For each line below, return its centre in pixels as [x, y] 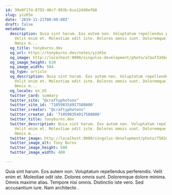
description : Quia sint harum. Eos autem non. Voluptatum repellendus [87, 34]
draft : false [19, 24]
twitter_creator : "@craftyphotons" [48, 110]
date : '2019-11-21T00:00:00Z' [38, 19]
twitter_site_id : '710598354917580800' [52, 105]
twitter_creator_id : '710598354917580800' [56, 115]
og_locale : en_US [28, 91]
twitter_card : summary [34, 95]
